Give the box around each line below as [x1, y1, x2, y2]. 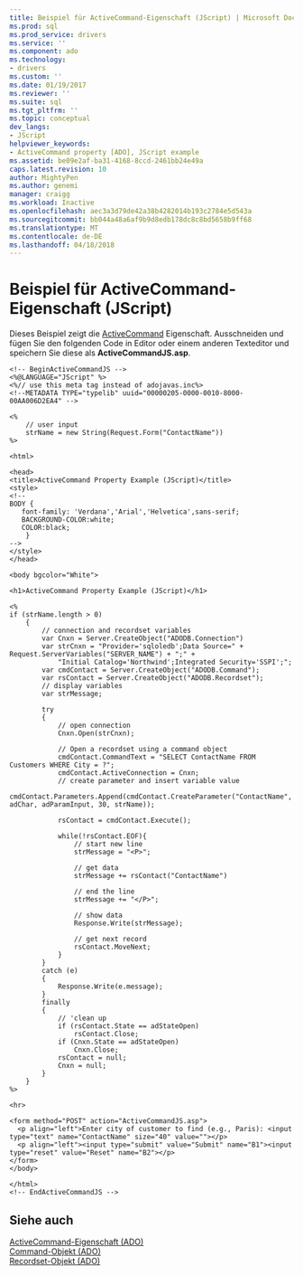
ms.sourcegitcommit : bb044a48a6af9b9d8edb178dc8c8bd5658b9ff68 [9, 214, 252, 224]
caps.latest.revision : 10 [9, 165, 106, 174]
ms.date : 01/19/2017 [9, 80, 87, 90]
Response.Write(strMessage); [73, 919, 183, 928]
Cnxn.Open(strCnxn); [57, 729, 135, 738]
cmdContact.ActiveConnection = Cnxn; [57, 769, 200, 778]
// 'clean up [57, 1014, 106, 1023]
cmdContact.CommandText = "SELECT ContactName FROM [57, 752, 256, 762]
